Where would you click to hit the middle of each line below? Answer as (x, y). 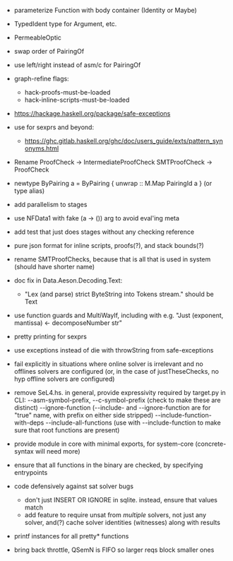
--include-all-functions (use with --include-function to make (133, 423)
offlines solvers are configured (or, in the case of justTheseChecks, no (116, 371)
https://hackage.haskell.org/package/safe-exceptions (92, 113)
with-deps (29, 423)
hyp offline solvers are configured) (64, 379)
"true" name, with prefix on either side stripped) (84, 415)
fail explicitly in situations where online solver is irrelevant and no (108, 364)
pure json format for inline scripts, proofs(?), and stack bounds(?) (109, 246)
